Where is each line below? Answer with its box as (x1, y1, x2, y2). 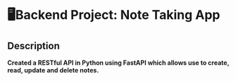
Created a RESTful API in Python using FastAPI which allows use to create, (7, 58, 230, 67)
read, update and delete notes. (7, 66, 99, 74)
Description (7, 39, 60, 51)
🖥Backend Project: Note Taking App (7, 7, 221, 23)
